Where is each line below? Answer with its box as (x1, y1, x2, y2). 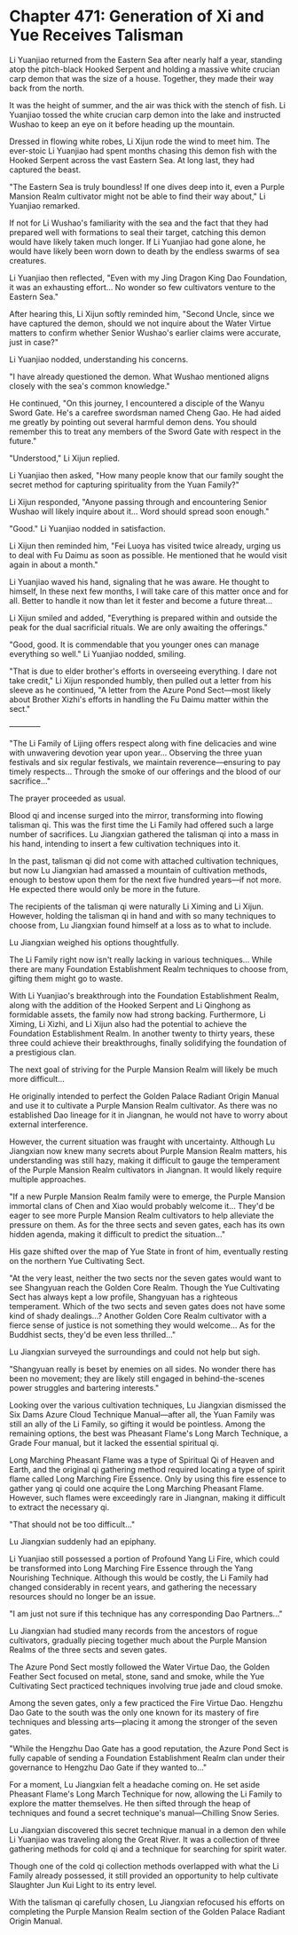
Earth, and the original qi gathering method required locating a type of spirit (9, 1464, 286, 1474)
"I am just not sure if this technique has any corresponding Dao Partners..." (9, 1608, 283, 1619)
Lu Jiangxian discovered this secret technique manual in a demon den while (9, 1824, 286, 1835)
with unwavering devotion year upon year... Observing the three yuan (9, 747, 263, 758)
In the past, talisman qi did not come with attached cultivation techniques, (9, 855, 279, 866)
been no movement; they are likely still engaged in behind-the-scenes (9, 1373, 265, 1384)
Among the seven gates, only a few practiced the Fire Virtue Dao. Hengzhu (9, 1697, 284, 1708)
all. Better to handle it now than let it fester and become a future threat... (9, 595, 273, 605)
